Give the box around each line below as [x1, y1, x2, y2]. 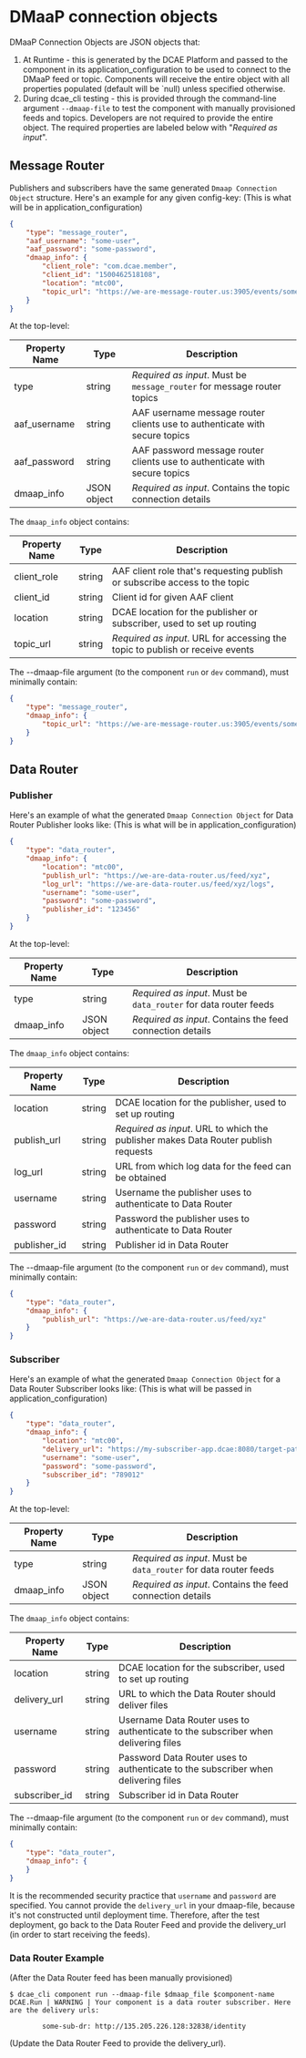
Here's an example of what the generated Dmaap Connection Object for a [9, 1374, 280, 1384]
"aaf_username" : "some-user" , [25, 236, 141, 245]
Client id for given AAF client [112, 591, 234, 603]
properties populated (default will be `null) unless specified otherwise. [22, 83, 286, 94]
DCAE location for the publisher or [112, 606, 258, 619]
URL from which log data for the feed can [115, 1159, 291, 1172]
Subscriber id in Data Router [117, 1789, 240, 1802]
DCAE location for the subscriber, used [117, 1662, 285, 1674]
